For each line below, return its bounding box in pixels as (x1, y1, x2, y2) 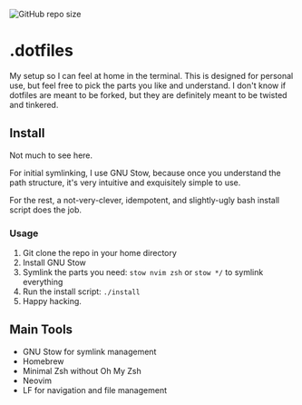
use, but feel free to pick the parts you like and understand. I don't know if (9, 80, 287, 91)
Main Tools (9, 322, 73, 338)
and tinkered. (9, 99, 59, 110)
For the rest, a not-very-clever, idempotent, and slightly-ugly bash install (9, 194, 279, 205)
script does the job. (9, 204, 83, 215)
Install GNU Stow (22, 257, 86, 268)
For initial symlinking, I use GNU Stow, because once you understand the (9, 167, 281, 178)
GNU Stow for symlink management (22, 346, 157, 357)
